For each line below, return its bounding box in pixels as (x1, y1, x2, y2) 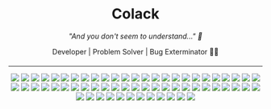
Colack (111, 5, 160, 23)
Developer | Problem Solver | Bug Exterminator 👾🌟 (52, 46, 219, 56)
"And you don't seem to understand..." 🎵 (68, 31, 203, 41)
